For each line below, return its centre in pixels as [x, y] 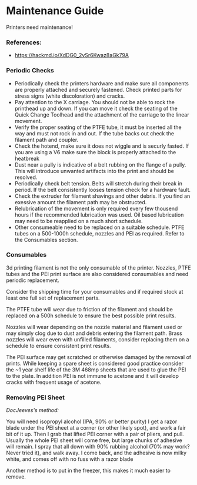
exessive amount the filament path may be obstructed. [81, 202]
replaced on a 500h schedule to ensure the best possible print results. [91, 315]
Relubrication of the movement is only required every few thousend [96, 208]
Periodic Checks [30, 71]
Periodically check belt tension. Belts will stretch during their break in [98, 183]
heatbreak [27, 158]
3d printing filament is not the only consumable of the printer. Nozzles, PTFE [98, 268]
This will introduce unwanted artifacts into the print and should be [94, 171]
